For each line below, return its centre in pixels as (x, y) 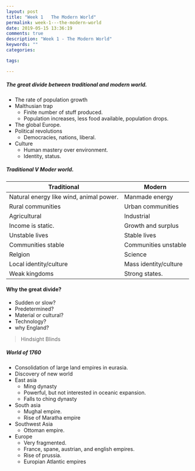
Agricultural (25, 216)
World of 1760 (24, 352)
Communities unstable (155, 244)
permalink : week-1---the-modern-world (54, 22)
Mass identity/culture (153, 264)
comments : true (25, 34)
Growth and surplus (151, 225)
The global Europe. (38, 125)
